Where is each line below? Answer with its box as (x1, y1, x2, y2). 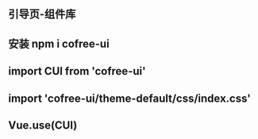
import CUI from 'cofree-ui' (8, 64, 146, 78)
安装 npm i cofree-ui (8, 37, 110, 50)
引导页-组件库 (8, 7, 76, 21)
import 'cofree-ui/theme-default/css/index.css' (8, 91, 252, 105)
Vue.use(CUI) (8, 118, 78, 132)
